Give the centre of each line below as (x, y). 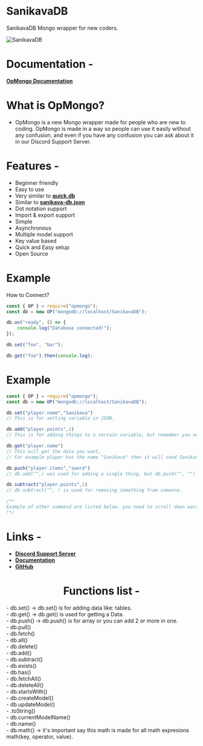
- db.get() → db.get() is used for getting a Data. (65, 614)
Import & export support (45, 215)
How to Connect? (28, 295)
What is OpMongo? (55, 106)
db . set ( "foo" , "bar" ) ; (35, 345)
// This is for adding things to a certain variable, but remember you (98, 435)
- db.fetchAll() (24, 678)
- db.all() (17, 640)
